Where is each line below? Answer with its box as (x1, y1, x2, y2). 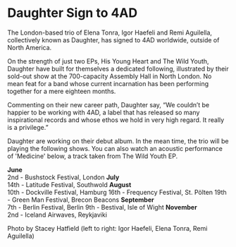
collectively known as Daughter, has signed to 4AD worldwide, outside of (7, 35, 220, 44)
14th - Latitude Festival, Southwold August (7, 180, 132, 188)
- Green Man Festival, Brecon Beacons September (7, 195, 154, 204)
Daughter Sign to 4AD (7, 5, 138, 21)
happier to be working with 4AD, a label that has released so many (7, 108, 200, 116)
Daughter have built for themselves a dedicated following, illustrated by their (7, 64, 229, 73)
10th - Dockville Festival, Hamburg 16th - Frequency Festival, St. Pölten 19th (7, 188, 227, 196)
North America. (7, 43, 52, 52)
